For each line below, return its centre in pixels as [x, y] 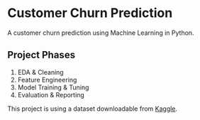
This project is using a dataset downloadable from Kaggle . [93, 109]
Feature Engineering [47, 80]
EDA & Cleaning [40, 72]
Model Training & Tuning [53, 87]
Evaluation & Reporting [51, 94]
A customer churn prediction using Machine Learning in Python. [101, 33]
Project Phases [41, 55]
